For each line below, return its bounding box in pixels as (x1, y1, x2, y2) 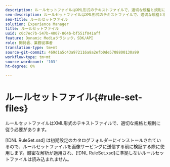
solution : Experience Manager (5, 21, 69, 27)
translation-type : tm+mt (5, 45, 58, 50)
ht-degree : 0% (5, 64, 35, 69)
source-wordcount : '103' (5, 59, 58, 64)
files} (5, 103, 29, 114)
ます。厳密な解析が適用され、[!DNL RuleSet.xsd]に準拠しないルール (14, 150, 155, 156)
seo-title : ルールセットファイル (5, 17, 68, 22)
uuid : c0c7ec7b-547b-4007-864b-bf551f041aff (5, 31, 101, 36)
